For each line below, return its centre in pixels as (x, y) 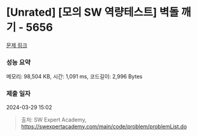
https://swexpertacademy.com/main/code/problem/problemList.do (104, 126)
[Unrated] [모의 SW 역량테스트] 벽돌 (92, 12)
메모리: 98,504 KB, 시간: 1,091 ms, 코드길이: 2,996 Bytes (74, 76)
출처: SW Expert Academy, (54, 119)
